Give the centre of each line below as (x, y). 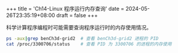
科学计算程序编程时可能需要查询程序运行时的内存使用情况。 (79, 27)
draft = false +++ (77, 15)
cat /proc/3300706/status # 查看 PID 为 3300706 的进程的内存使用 (89, 44)
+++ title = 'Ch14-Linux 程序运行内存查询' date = (65, 9)
